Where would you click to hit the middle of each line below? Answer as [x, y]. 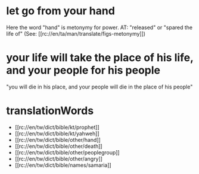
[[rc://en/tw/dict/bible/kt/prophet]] [57, 127]
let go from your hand [60, 11]
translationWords [50, 111]
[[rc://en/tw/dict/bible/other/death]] [58, 146]
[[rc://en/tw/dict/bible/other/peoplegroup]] [67, 152]
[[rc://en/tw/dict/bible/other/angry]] [59, 159]
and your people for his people [83, 70]
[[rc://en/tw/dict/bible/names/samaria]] [63, 165]
